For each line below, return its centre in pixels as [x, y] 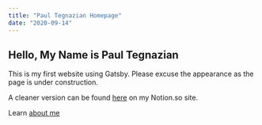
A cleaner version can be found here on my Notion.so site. [103, 98]
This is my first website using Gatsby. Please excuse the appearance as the [131, 74]
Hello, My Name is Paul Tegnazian [94, 55]
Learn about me [34, 113]
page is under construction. [53, 82]
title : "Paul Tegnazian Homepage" [65, 15]
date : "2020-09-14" [40, 23]
